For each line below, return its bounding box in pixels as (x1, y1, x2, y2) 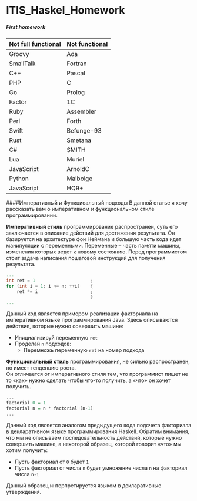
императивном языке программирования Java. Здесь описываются (6, 317, 178, 324)
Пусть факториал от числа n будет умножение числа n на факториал (14, 464, 188, 472)
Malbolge (66, 174, 93, 183)
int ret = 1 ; (6, 278, 94, 284)
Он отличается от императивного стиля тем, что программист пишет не (6, 371, 188, 378)
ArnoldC (66, 165, 90, 173)
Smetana (66, 136, 92, 144)
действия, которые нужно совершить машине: (6, 322, 123, 330)
